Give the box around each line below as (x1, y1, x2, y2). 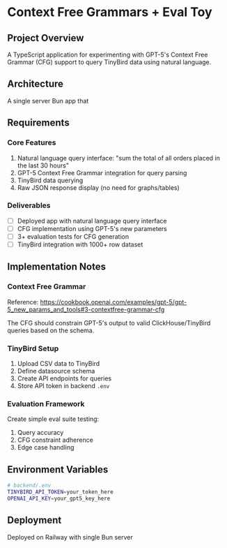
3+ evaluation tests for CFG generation (17, 232, 130, 241)
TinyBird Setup (7, 343, 59, 353)
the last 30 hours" (17, 161, 70, 170)
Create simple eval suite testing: (7, 415, 100, 423)
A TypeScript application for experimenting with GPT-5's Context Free (7, 50, 208, 59)
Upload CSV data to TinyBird (17, 360, 100, 368)
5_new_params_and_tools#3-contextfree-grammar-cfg (7, 305, 165, 313)
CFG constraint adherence (17, 436, 94, 444)
